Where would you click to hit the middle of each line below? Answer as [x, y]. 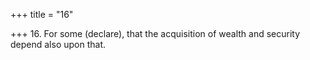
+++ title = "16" [42, 14]
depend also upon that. [58, 44]
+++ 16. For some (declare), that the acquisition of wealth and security [155, 33]
